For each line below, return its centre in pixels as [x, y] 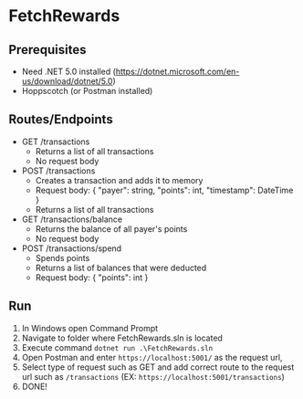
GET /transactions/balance [72, 219]
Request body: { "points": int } [92, 277]
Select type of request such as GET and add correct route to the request [158, 367]
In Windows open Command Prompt [90, 328]
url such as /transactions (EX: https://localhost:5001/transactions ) [153, 376]
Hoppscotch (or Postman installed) [87, 91]
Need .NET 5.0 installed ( [68, 71]
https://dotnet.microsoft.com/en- [178, 71]
